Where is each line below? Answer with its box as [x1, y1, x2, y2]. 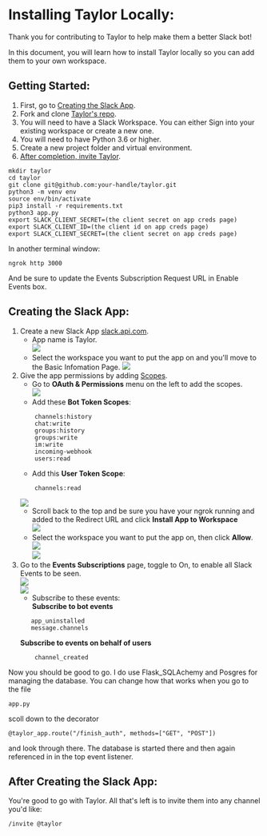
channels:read [34, 484, 82, 492]
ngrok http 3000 [8, 259, 62, 267]
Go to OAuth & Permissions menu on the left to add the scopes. [31, 379, 243, 388]
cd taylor [8, 173, 42, 181]
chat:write [34, 420, 71, 428]
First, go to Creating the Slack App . [19, 100, 136, 109]
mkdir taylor [8, 166, 52, 175]
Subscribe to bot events [31, 601, 114, 611]
